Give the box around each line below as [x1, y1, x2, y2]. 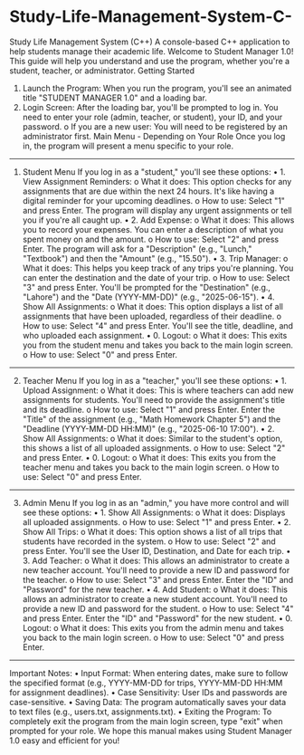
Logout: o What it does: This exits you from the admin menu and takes [22, 622, 285, 633]
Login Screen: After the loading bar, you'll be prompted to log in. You [22, 101, 279, 112]
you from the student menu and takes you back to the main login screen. [22, 339, 294, 350]
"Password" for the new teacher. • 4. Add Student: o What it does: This [22, 584, 288, 595]
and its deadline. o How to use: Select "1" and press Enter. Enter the [22, 404, 276, 415]
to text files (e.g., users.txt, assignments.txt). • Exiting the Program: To [9, 706, 272, 717]
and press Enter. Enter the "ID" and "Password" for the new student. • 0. [22, 613, 293, 624]
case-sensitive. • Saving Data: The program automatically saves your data [9, 696, 287, 707]
